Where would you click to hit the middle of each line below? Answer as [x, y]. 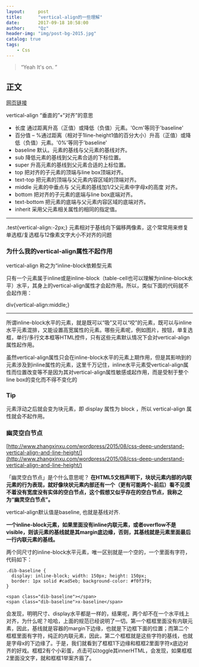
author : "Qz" [28, 28]
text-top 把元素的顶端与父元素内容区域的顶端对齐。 [77, 179]
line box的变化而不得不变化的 [42, 379]
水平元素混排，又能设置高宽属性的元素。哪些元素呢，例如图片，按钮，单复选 [99, 330]
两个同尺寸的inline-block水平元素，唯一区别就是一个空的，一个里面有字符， [98, 552]
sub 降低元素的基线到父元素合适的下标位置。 [69, 157]
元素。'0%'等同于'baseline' [74, 142]
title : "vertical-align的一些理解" [54, 17]
